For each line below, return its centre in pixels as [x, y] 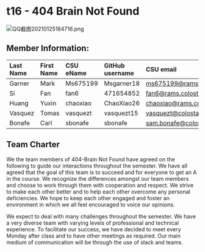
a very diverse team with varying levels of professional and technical [92, 223]
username [119, 73]
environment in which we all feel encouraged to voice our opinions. [91, 205]
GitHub [114, 65]
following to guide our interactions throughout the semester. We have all [97, 166]
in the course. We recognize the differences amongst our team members [98, 178]
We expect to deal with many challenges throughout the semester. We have [101, 216]
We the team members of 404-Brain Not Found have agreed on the [91, 159]
